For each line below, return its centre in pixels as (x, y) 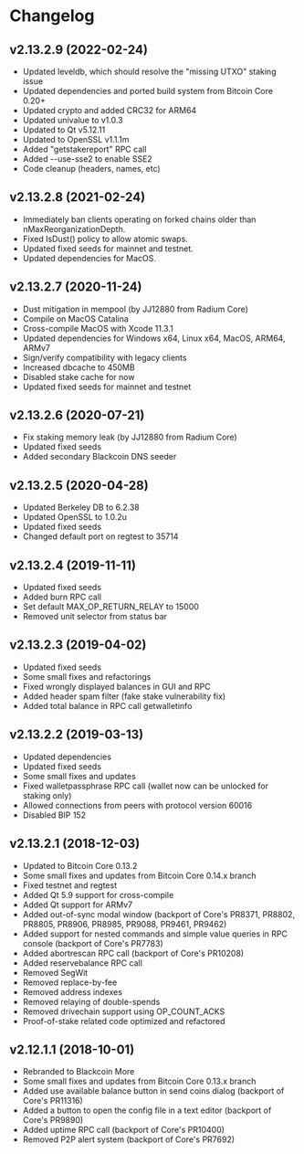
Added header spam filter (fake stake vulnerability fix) (124, 696)
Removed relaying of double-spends (91, 1001)
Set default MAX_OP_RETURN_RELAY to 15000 (110, 607)
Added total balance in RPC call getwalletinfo (107, 705)
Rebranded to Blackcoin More (79, 1072)
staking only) (47, 795)
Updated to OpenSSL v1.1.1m (76, 139)
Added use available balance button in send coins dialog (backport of (153, 1091)
